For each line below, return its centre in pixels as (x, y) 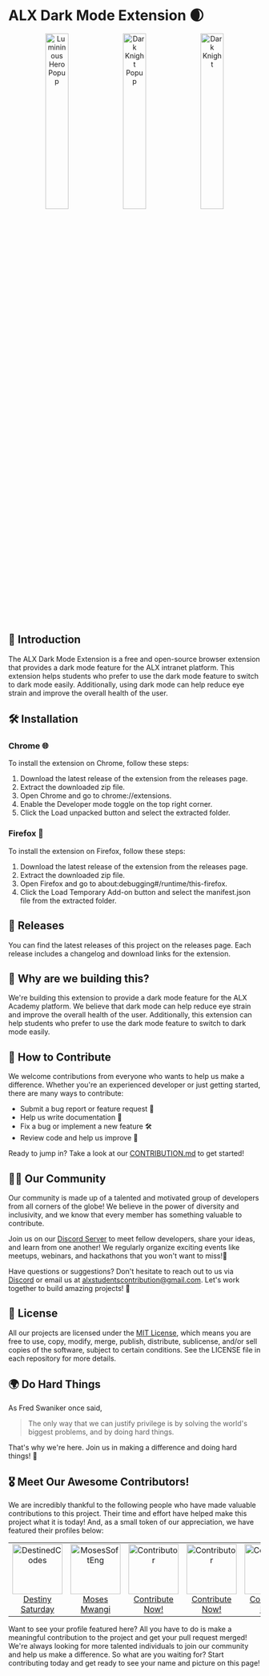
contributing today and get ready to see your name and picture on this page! (134, 1663)
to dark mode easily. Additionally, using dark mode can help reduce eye (126, 684)
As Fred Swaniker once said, (55, 1408)
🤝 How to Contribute (60, 1057)
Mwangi (95, 1610)
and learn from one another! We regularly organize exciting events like (124, 1247)
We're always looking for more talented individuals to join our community (128, 1646)
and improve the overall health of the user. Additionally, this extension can (130, 1015)
